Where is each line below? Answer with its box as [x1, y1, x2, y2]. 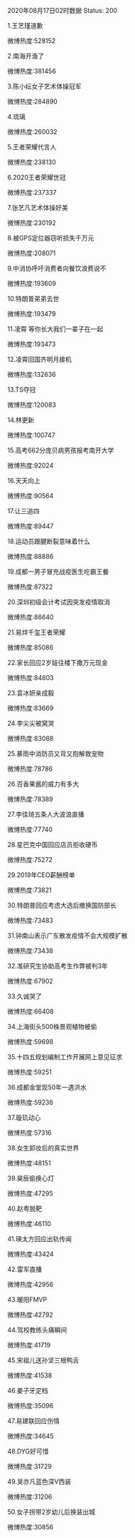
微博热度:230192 [7, 218, 56, 227]
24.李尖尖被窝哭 [7, 719, 55, 727]
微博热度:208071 [7, 249, 56, 257]
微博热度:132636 [7, 370, 56, 378]
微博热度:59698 [7, 1038, 54, 1046]
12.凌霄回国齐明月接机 [7, 355, 72, 363]
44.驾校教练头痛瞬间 [7, 1326, 67, 1334]
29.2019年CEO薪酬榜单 [7, 871, 75, 879]
